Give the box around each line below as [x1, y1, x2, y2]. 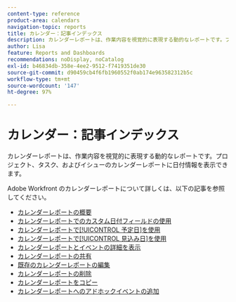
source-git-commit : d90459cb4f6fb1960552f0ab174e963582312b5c [7, 69, 193, 76]
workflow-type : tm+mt [7, 75, 71, 83]
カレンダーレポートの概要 [17, 208, 92, 216]
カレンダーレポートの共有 [17, 252, 92, 261]
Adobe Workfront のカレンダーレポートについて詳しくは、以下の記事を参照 [7, 184, 225, 193]
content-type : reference [7, 10, 80, 18]
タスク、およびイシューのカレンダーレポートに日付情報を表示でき [37, 161, 228, 169]
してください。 [7, 193, 51, 202]
